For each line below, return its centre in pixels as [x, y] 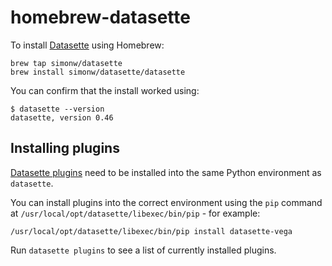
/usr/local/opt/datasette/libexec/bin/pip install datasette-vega [151, 231]
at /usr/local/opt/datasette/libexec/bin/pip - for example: [135, 213]
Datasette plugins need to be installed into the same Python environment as [166, 172]
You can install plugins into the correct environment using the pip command [166, 202]
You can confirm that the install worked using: [105, 90]
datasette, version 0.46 [62, 117]
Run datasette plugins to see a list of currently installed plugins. [143, 250]
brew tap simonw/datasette [66, 63]
